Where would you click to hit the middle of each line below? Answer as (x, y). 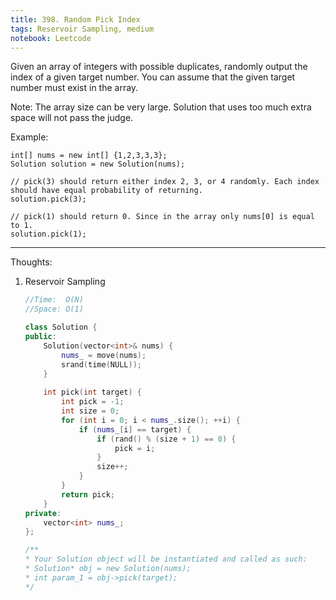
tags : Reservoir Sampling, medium (82, 29)
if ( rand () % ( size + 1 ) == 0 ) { (166, 439)
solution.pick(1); (48, 234)
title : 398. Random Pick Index (75, 19)
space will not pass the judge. (72, 118)
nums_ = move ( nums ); (104, 355)
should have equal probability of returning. (106, 191)
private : (43, 513)
